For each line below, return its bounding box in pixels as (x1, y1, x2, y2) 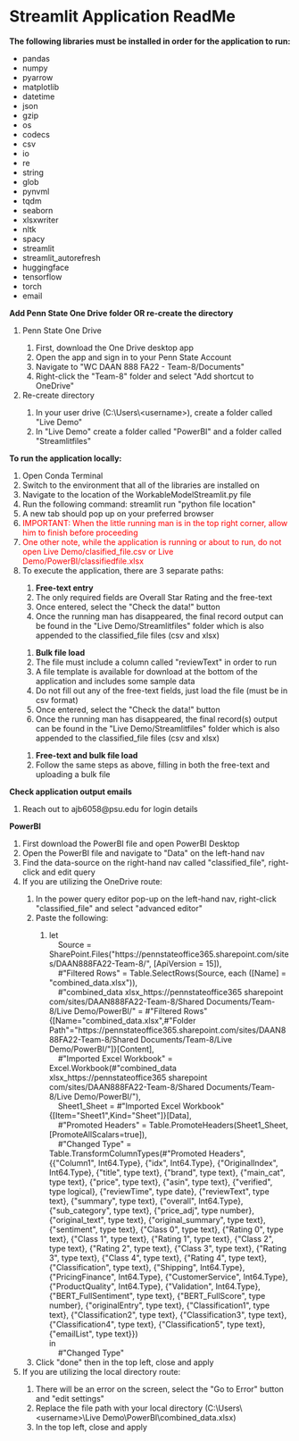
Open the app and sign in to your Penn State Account (35, 351, 232, 363)
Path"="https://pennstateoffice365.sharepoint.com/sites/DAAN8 (48, 1025, 287, 1035)
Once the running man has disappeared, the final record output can (35, 610, 284, 622)
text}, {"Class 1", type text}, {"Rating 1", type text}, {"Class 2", (48, 1233, 274, 1244)
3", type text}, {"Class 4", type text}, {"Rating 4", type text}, (48, 1252, 268, 1263)
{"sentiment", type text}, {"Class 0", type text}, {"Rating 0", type (48, 1224, 284, 1235)
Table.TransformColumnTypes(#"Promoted (48, 1148, 207, 1159)
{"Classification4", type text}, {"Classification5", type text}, (48, 1319, 266, 1329)
